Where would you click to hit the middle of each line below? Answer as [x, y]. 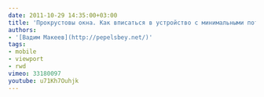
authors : [22, 30]
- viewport [26, 59]
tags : [17, 45]
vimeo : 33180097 [35, 74]
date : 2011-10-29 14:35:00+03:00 [63, 15]
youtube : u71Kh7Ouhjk [44, 81]
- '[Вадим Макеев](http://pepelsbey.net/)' [81, 37]
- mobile [22, 52]
